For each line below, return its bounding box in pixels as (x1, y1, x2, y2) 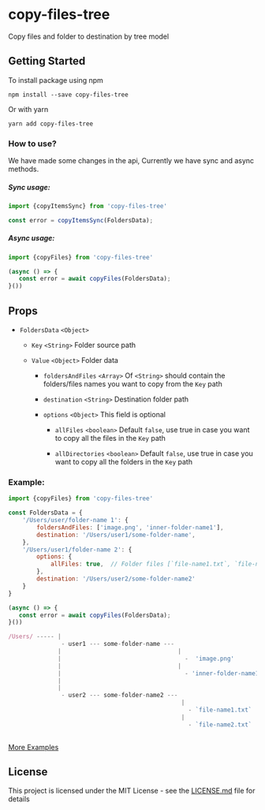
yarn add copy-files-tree (8, 120, 93, 128)
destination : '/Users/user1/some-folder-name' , (36, 531, 196, 539)
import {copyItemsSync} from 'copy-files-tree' (8, 203, 168, 211)
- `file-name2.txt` (188, 720, 252, 729)
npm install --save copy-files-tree (8, 91, 129, 99)
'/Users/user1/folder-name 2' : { (22, 546, 132, 554)
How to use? (8, 138, 57, 149)
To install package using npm (8, 75, 104, 84)
